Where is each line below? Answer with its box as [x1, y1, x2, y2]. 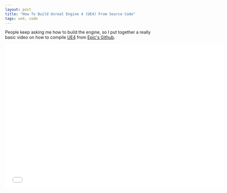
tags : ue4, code [5, 16, 38, 21]
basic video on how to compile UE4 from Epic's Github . [5, 34, 115, 40]
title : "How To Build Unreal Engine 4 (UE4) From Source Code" [5, 12, 136, 16]
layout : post [5, 7, 32, 12]
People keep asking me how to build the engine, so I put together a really [5, 30, 151, 35]
